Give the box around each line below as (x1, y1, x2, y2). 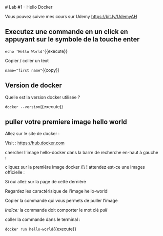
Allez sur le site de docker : (5, 131, 60, 137)
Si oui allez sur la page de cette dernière (5, 179, 86, 185)
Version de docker (5, 81, 62, 90)
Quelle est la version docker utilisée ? (5, 94, 81, 100)
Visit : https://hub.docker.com (5, 140, 65, 146)
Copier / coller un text (5, 58, 49, 63)
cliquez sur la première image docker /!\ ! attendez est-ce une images (5, 164, 145, 170)
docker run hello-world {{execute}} (5, 226, 77, 232)
